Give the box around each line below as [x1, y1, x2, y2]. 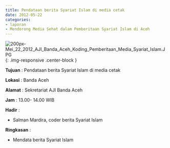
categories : [5, 17, 31, 22]
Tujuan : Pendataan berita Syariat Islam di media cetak [5, 67, 121, 73]
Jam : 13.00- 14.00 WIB [5, 97, 55, 103]
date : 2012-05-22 [5, 12, 42, 17]
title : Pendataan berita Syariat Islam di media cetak [5, 7, 125, 13]
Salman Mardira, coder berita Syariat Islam [12, 117, 103, 123]
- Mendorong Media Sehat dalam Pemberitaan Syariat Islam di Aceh [5, 27, 150, 32]
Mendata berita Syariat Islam [12, 137, 74, 143]
